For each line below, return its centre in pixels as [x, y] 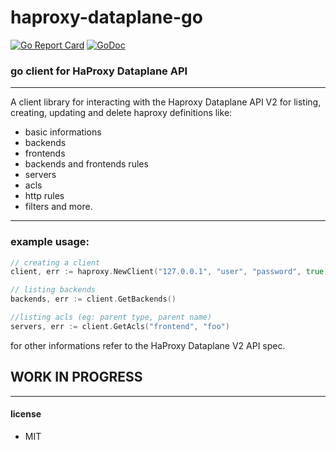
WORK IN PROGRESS [76, 377]
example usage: [50, 242]
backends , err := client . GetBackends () [93, 299]
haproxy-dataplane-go [106, 17]
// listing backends [53, 290]
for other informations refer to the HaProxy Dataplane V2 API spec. [148, 345]
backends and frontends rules [86, 164]
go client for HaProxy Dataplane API [99, 71]
